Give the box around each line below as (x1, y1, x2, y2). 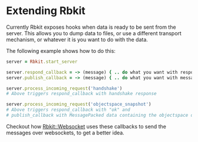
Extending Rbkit (6, 4, 85, 18)
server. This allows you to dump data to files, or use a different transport (6, 29, 181, 36)
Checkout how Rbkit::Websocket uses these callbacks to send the (6, 123, 167, 130)
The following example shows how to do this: (6, 47, 116, 54)
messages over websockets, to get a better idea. (6, 129, 125, 136)
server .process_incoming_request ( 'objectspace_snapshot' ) (6, 102, 151, 107)
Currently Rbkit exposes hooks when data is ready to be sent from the (6, 23, 176, 31)
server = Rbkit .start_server (6, 59, 78, 65)
